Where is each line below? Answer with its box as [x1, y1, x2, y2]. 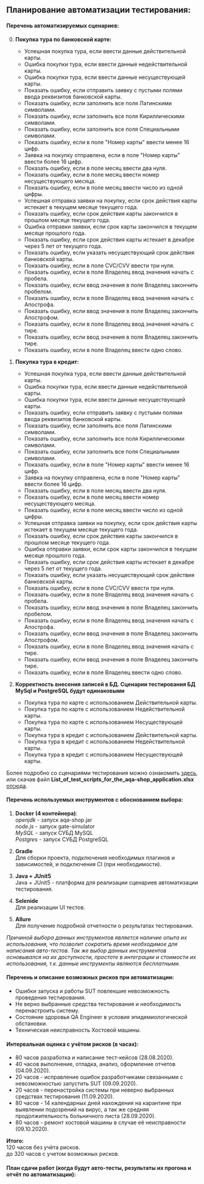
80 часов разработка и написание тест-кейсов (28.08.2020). [15, 1054, 174, 1061]
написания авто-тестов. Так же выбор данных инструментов [6, 947, 167, 954]
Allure [15, 915, 32, 922]
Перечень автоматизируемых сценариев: [6, 21, 119, 29]
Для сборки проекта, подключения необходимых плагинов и [15, 854, 175, 861]
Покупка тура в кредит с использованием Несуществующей [24, 751, 183, 758]
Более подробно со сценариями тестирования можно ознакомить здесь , [6, 769, 198, 776]
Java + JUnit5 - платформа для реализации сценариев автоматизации [15, 878, 199, 886]
